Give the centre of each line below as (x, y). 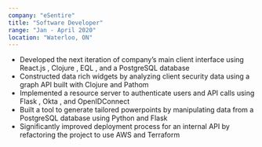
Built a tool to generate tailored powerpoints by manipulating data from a (136, 110)
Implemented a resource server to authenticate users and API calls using (137, 93)
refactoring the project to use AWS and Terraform (100, 135)
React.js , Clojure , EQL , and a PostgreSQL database (104, 68)
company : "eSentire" (42, 15)
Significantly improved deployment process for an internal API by (124, 127)
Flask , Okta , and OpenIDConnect (75, 101)
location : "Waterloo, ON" (50, 37)
